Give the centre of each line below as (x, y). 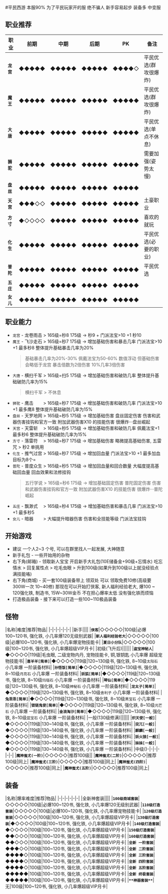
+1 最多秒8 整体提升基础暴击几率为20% (53, 347)
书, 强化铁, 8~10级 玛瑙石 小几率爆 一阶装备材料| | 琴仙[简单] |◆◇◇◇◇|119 (80, 680)
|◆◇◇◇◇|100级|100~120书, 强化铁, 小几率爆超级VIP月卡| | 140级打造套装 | (85, 824)
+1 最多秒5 (23, 512)
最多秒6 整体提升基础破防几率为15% (49, 434)
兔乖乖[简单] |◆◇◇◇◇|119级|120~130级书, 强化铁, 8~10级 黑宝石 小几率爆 (80, 699)
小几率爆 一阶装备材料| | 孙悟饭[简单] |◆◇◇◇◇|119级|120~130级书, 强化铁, (82, 667)
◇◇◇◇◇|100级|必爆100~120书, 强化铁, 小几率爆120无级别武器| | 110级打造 (83, 805)
